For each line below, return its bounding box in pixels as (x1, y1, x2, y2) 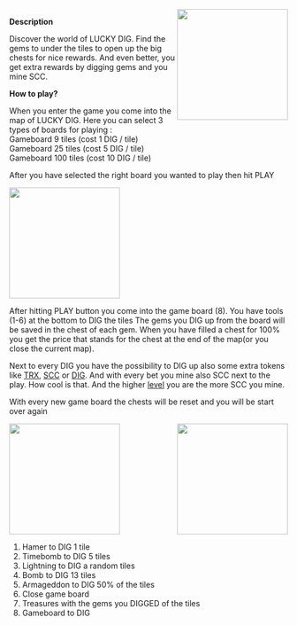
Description (9, 17, 54, 27)
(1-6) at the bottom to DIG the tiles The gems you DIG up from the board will (9, 315, 286, 325)
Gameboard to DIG (21, 607, 91, 618)
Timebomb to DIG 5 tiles (21, 551, 110, 561)
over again (9, 406, 49, 416)
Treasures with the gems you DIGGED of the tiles (21, 598, 201, 608)
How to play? (9, 89, 58, 98)
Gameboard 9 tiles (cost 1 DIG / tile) (9, 134, 139, 145)
